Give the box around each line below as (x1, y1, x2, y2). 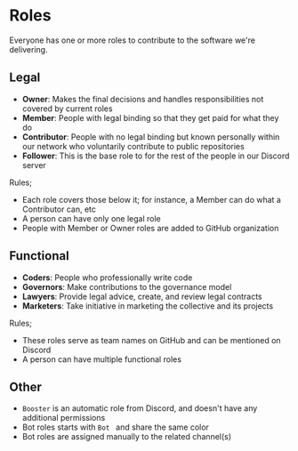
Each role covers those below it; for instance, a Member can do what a (21, 194, 282, 205)
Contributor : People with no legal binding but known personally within (21, 131, 280, 142)
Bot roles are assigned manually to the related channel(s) (21, 431, 232, 442)
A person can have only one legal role (21, 213, 162, 223)
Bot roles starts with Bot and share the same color (21, 422, 209, 432)
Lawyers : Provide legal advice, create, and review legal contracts (21, 291, 262, 302)
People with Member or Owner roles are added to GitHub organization (21, 222, 279, 233)
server (21, 159, 46, 170)
